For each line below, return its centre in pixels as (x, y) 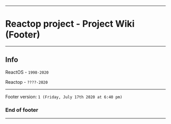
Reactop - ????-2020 (27, 82)
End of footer (22, 110)
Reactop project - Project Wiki (70, 24)
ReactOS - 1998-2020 (27, 72)
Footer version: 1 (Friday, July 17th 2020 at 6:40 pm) (64, 96)
